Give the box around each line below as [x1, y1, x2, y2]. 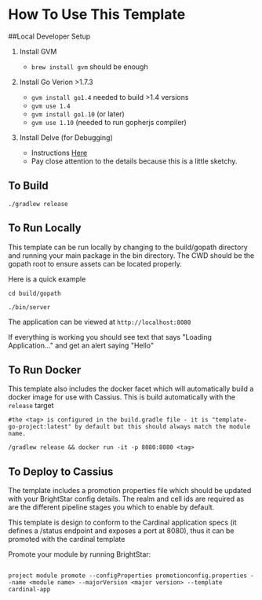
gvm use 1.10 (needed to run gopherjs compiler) [31, 117, 187, 127]
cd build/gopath [8, 289, 61, 297]
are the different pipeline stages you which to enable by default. [8, 502, 215, 512]
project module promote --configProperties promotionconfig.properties [8, 572, 247, 580]
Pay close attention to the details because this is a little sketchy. [31, 156, 238, 166]
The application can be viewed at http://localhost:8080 [8, 317, 191, 326]
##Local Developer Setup [8, 31, 91, 41]
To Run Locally [8, 222, 82, 235]
